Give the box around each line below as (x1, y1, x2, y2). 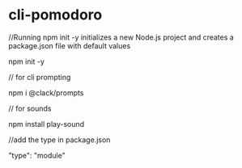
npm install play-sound (8, 119, 85, 128)
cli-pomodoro (8, 6, 103, 24)
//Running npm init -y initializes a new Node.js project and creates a (8, 32, 235, 42)
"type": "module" (8, 150, 66, 160)
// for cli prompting (8, 72, 71, 82)
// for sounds (8, 103, 52, 113)
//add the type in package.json (8, 135, 111, 145)
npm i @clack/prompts (8, 87, 84, 98)
